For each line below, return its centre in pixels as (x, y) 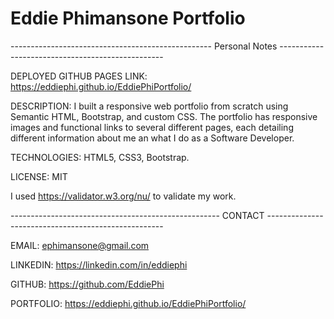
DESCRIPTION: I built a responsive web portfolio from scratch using (149, 106)
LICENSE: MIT (39, 176)
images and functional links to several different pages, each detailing (152, 127)
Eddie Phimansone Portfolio (128, 18)
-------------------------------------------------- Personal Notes (144, 46)
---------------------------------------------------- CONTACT (137, 215)
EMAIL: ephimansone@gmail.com (80, 245)
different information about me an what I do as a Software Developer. (152, 138)
